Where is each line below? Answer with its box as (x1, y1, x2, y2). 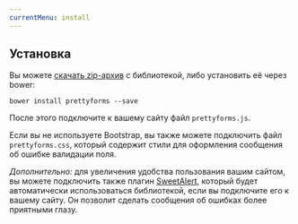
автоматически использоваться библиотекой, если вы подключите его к (9, 185, 290, 196)
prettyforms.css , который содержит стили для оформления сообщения (9, 140, 283, 151)
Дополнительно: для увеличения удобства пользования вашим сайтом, (9, 167, 285, 177)
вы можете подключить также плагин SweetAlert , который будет (9, 176, 259, 186)
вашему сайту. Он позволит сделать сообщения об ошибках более (9, 194, 267, 206)
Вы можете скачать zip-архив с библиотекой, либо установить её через (9, 70, 287, 81)
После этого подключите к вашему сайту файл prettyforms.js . (9, 113, 251, 124)
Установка (9, 47, 72, 62)
